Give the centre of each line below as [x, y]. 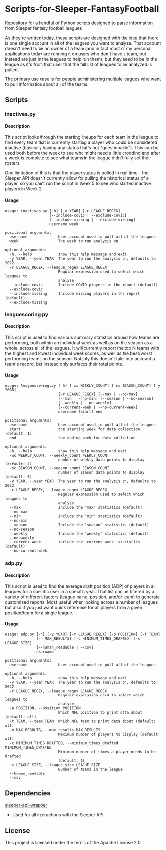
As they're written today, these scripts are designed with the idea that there [82, 38]
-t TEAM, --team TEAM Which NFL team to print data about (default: [83, 721]
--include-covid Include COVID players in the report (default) [84, 285]
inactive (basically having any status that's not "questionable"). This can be [82, 148]
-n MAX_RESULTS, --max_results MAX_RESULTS [55, 730]
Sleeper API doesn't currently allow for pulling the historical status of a [77, 178]
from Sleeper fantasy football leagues [43, 28]
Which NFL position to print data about [100, 713]
